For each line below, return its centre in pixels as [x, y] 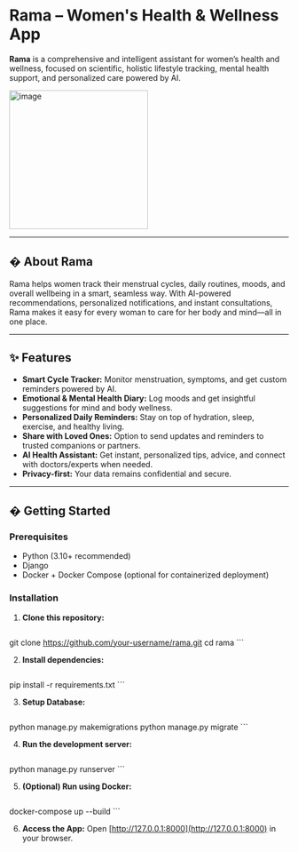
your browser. [47, 838]
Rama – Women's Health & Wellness [144, 16]
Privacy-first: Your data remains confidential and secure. [127, 474]
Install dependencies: [63, 659]
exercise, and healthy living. [73, 426]
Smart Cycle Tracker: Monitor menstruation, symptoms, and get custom [154, 379]
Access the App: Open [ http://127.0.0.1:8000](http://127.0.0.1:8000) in [149, 828]
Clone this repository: [63, 617]
